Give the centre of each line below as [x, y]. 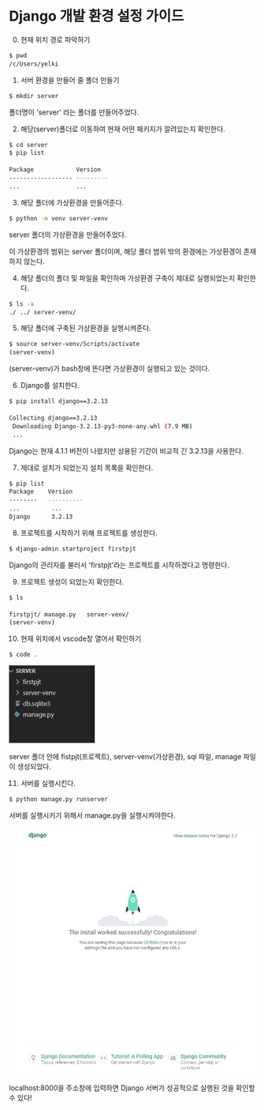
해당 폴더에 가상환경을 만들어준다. [72, 202]
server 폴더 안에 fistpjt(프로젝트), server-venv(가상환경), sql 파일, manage [125, 757]
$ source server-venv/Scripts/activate [74, 344]
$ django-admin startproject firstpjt [73, 549]
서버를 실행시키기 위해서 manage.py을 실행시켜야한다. [92, 815]
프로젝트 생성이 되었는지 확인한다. [72, 581]
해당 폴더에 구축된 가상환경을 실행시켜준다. [86, 328]
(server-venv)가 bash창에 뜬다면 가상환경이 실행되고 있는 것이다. [110, 369]
